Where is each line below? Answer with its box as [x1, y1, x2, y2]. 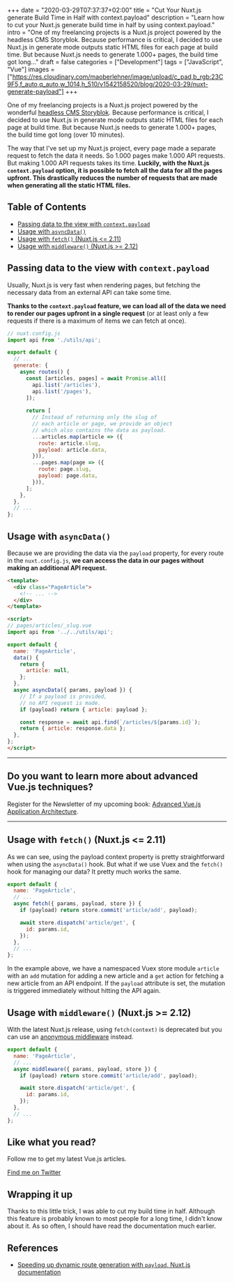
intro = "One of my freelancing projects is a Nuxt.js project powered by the [7, 28, 221, 36]
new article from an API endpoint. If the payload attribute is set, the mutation [7, 979, 226, 987]
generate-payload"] [7, 87, 64, 96]
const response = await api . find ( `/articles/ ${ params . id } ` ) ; [19, 718, 201, 726]
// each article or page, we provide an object [32, 420, 173, 427]
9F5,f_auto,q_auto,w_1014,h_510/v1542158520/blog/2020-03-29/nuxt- [7, 80, 209, 88]
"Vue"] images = [7, 66, 55, 73]
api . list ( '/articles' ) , [32, 381, 101, 388]
